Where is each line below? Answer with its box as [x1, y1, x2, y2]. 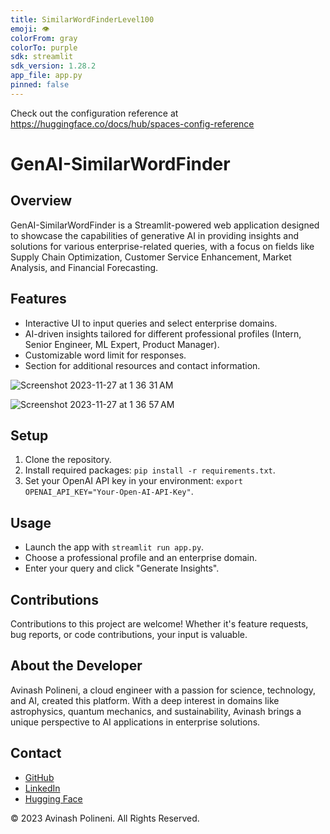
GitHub [24, 771, 55, 783]
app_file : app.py [10, 71, 83, 81]
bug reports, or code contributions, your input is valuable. [10, 629, 248, 640]
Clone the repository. [24, 454, 112, 466]
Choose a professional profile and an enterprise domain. [24, 552, 258, 564]
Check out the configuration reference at [10, 107, 179, 119]
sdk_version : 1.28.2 [10, 61, 97, 71]
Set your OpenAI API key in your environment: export [24, 475, 243, 487]
